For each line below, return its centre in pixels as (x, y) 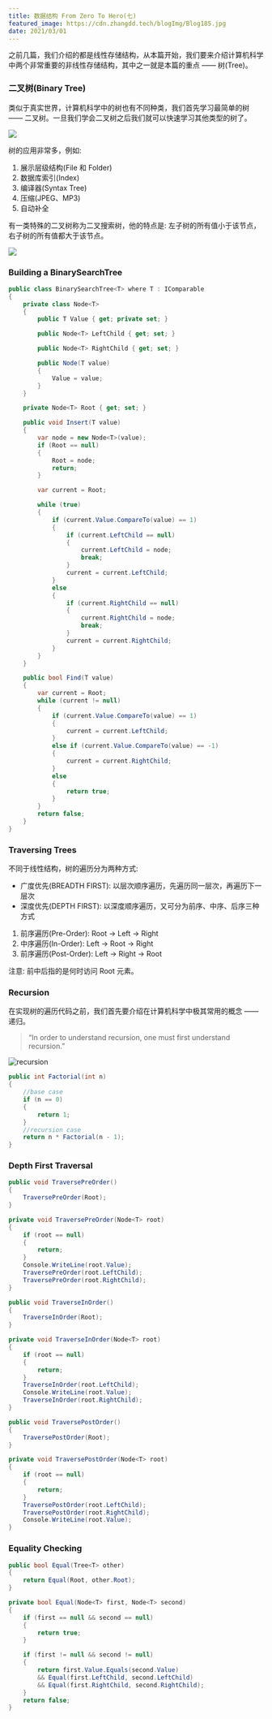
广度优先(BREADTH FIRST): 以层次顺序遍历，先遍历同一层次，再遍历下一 (141, 886)
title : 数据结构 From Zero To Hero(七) (72, 16)
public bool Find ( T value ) (68, 678)
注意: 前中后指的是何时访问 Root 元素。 (74, 971)
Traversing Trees (42, 849)
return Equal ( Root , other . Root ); (79, 1580)
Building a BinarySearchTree (66, 272)
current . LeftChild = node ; (126, 550)
